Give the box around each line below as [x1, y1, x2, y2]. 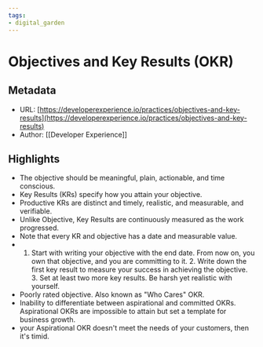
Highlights [8, 152, 60, 166]
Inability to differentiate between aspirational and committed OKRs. [19, 298, 236, 308]
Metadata [8, 84, 57, 97]
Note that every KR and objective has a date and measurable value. [19, 232, 238, 241]
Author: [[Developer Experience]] [19, 130, 128, 139]
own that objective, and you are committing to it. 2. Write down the [31, 257, 247, 266]
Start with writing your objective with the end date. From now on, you [31, 248, 255, 258]
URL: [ [19, 104, 41, 114]
